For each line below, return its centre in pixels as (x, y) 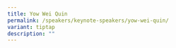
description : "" (31, 34)
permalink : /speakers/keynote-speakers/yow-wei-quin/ (88, 20)
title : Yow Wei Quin (38, 14)
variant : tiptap (31, 27)
